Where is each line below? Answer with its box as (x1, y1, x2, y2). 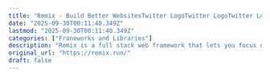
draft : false (8, 57, 52, 65)
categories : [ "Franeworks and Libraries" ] (8, 34, 153, 43)
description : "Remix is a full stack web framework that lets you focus (8, 42, 257, 50)
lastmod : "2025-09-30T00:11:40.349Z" (8, 26, 135, 34)
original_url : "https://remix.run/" (8, 49, 131, 57)
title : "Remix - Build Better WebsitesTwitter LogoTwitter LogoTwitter (8, 11, 253, 20)
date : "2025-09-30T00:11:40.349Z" (8, 19, 125, 27)
